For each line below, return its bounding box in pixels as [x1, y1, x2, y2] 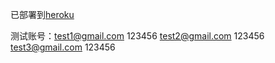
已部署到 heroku [10, 9, 75, 20]
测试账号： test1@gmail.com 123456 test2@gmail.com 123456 [10, 30, 265, 42]
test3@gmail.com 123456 [10, 41, 116, 53]
